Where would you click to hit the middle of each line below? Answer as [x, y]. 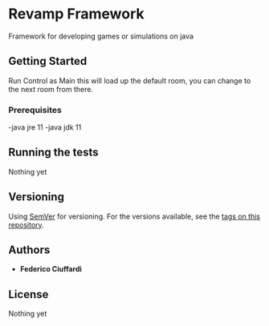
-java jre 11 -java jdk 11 [45, 127]
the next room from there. [51, 89]
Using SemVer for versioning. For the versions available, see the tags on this [134, 216]
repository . [26, 224]
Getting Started [48, 61]
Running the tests [53, 153]
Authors [29, 250]
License [29, 294]
